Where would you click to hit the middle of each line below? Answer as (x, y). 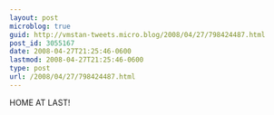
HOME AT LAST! (40, 102)
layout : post (34, 18)
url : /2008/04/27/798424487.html (73, 77)
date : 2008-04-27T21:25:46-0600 (70, 52)
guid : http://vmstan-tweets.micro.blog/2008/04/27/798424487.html (137, 34)
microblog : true (40, 26)
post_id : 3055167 (42, 43)
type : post (30, 69)
